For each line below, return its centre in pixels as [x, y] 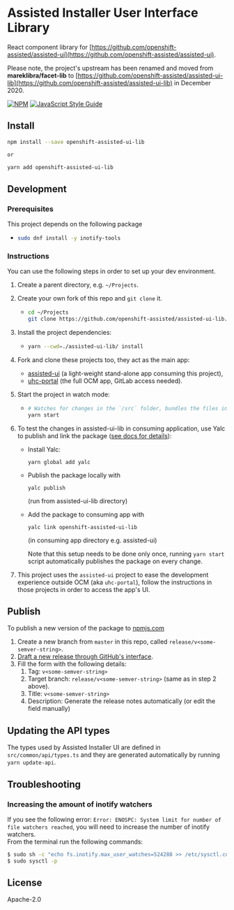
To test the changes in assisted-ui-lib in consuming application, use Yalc [121, 428]
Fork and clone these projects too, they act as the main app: [103, 360]
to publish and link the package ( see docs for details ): [94, 435]
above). [39, 686]
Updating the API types [58, 731]
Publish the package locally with [74, 475]
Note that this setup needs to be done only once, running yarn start [126, 554]
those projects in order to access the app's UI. [84, 589]
